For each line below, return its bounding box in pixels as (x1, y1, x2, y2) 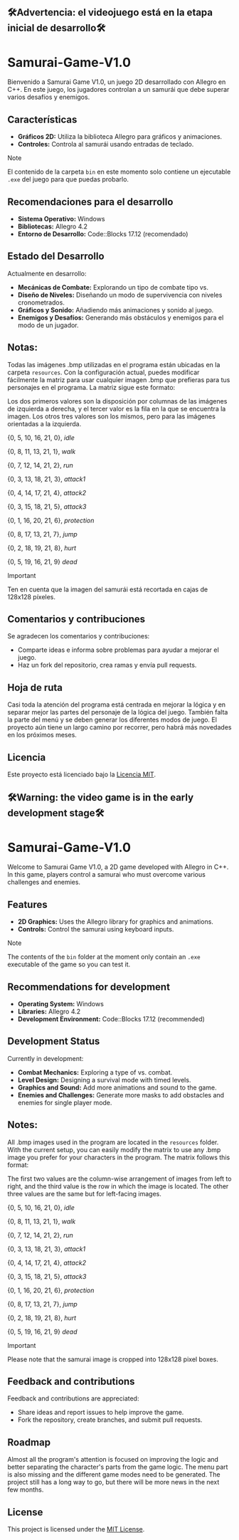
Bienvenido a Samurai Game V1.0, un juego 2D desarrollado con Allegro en (7, 78, 226, 86)
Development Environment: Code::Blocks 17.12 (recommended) (17, 1014, 205, 1023)
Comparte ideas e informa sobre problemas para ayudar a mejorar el (17, 645, 219, 654)
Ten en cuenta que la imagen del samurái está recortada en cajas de (7, 585, 208, 594)
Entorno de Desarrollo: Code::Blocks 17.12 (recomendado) (17, 229, 188, 238)
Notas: (7, 342, 38, 354)
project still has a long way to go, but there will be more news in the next (7, 1478, 220, 1487)
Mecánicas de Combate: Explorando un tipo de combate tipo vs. (17, 283, 208, 291)
